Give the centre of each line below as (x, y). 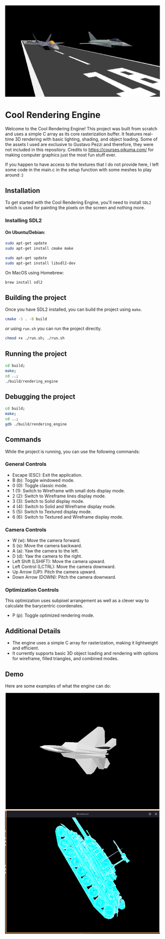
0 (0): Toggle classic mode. (40, 485)
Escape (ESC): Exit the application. (47, 475)
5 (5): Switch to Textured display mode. (52, 512)
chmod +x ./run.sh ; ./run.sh (35, 338)
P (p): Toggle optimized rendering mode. (53, 615)
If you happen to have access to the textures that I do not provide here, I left (82, 165)
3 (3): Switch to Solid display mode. (48, 501)
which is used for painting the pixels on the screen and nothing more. (75, 208)
